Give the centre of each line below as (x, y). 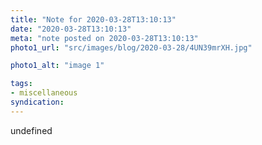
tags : (21, 84)
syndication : (37, 102)
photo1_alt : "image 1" (57, 66)
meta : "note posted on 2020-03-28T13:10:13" (104, 38)
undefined (31, 130)
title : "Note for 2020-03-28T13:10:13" (93, 19)
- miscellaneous (44, 93)
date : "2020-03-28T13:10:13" (71, 29)
